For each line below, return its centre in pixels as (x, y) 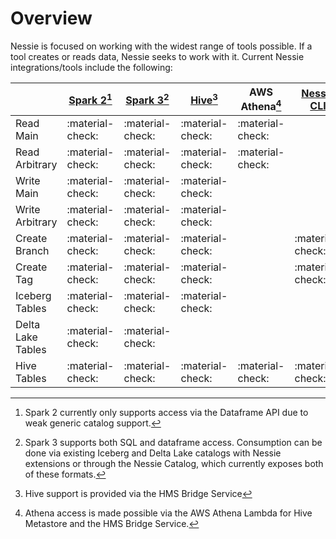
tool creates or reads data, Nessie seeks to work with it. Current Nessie (157, 56)
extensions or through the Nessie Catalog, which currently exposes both (174, 464)
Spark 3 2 (147, 99)
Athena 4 (261, 105)
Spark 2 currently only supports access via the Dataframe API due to (166, 413)
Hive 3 (204, 99)
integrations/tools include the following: (91, 67)
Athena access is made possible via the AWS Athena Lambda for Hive (168, 513)
